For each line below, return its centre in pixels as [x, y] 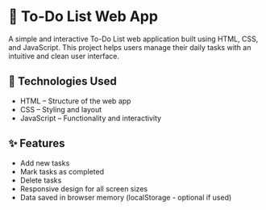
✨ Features [37, 143]
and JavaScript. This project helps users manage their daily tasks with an [130, 47]
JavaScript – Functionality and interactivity [91, 118]
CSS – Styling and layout [61, 109]
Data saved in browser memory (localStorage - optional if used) [126, 197]
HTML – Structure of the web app [75, 101]
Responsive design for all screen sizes [83, 188]
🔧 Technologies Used [62, 81]
